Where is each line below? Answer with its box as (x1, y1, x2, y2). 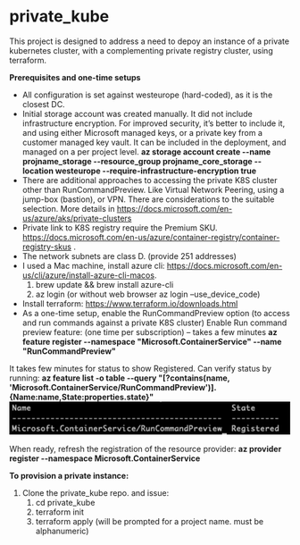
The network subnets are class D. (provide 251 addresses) (21, 250, 237, 261)
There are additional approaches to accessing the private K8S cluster (21, 174, 279, 185)
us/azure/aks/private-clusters (21, 213, 132, 223)
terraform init (35, 507, 85, 517)
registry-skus (21, 241, 71, 252)
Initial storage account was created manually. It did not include (21, 108, 253, 119)
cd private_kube (35, 497, 96, 507)
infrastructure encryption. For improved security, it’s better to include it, (21, 118, 286, 129)
